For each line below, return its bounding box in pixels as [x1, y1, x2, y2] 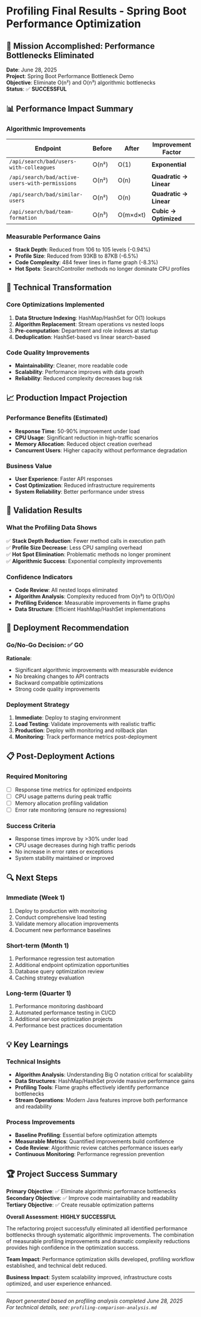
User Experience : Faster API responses [14, 475, 113, 482]
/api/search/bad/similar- [9, 191, 83, 198]
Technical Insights [6, 1057, 61, 1065]
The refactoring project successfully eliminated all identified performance [6, 1225, 188, 1232]
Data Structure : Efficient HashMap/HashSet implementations [14, 605, 166, 613]
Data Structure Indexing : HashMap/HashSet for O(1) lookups [14, 314, 166, 321]
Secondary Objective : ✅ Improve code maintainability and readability [6, 1194, 178, 1202]
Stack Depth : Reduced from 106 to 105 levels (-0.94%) [14, 246, 151, 253]
